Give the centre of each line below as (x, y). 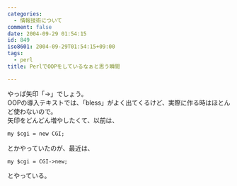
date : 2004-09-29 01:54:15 (47, 34)
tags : (15, 54)
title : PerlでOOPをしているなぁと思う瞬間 (64, 66)
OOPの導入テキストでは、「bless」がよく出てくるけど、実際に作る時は (110, 103)
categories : (25, 14)
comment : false (30, 27)
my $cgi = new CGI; (36, 134)
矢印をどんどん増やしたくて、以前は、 (63, 120)
